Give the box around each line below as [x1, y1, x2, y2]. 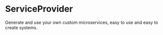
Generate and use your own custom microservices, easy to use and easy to [5, 19, 159, 25]
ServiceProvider [5, 3, 73, 15]
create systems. [5, 24, 38, 30]
